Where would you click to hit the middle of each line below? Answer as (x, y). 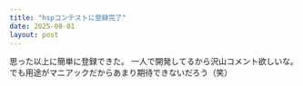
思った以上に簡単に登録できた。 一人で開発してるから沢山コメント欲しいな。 (152, 62)
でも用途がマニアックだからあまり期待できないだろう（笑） (121, 72)
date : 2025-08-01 (42, 26)
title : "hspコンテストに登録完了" (68, 18)
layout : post (34, 34)
